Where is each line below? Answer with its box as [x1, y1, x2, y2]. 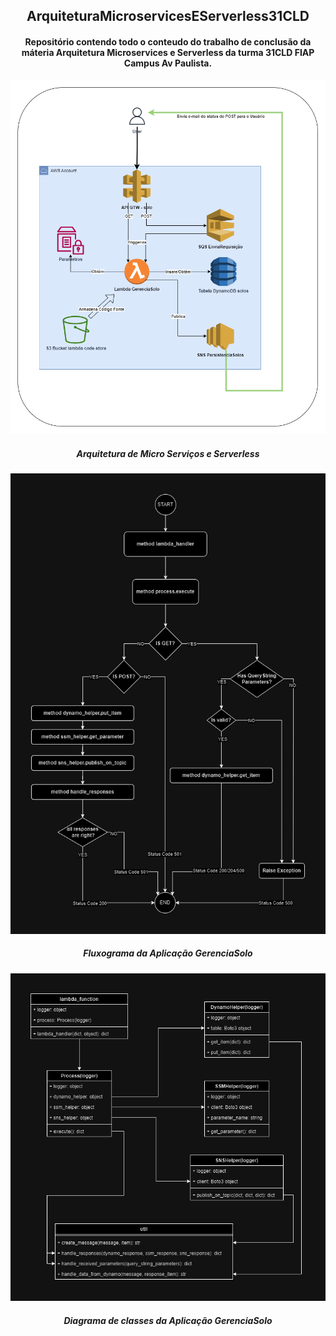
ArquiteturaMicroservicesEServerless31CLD [26, 8, 310, 25]
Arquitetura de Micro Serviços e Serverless [76, 448, 260, 460]
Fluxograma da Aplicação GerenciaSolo [83, 947, 253, 959]
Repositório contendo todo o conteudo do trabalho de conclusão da [24, 35, 312, 48]
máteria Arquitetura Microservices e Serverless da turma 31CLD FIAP [21, 46, 315, 58]
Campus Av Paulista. [123, 57, 213, 69]
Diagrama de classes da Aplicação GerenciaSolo [63, 1314, 273, 1326]
